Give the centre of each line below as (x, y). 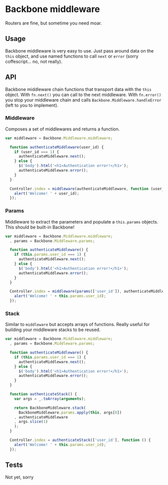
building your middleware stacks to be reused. (53, 330)
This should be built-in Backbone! (40, 227)
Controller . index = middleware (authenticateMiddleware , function (79, 188)
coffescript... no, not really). (34, 61)
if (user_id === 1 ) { (36, 152)
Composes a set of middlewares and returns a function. (62, 129)
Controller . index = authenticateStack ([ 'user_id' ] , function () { (80, 440)
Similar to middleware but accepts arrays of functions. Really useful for (77, 324)
